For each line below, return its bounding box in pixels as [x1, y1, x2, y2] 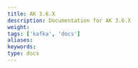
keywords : [7, 43, 37, 50]
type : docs [7, 50, 40, 57]
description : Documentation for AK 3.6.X [7, 17, 132, 24]
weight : [7, 23, 30, 30]
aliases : [7, 37, 33, 44]
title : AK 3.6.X [7, 10, 55, 18]
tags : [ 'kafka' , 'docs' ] [7, 30, 81, 38]
